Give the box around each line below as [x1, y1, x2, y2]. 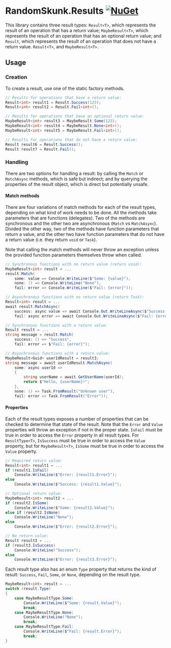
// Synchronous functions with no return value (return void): [5, 261, 142, 267]
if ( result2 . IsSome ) [5, 500, 49, 505]
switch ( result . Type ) [5, 586, 51, 591]
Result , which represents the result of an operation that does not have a [5, 38, 156, 44]
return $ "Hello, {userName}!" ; [23, 380, 90, 385]
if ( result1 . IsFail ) [5, 468, 49, 473]
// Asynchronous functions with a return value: [5, 350, 110, 356]
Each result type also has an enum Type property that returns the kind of [5, 566, 157, 573]
